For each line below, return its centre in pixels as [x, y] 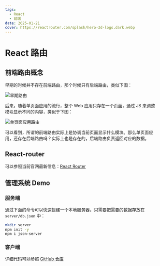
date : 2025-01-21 [22, 23]
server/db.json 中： [25, 216]
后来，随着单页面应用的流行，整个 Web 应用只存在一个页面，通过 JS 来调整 [80, 106]
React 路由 [26, 53]
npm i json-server [23, 234]
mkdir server [18, 225]
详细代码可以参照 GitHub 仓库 [34, 259]
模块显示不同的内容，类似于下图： [39, 112]
